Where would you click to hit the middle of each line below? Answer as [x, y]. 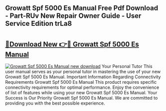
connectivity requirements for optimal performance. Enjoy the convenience [82, 87]
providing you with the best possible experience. [55, 103]
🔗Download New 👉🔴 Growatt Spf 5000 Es [72, 44]
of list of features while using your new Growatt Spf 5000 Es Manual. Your [81, 93]
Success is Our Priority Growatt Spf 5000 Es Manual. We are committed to [82, 98]
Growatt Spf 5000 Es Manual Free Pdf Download [82, 8]
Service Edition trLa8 [39, 24]
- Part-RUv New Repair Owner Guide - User [73, 16]
